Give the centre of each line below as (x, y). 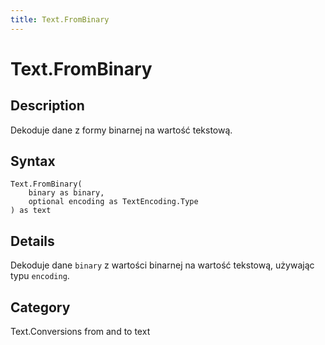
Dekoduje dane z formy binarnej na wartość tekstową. (121, 130)
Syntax (33, 161)
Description (47, 106)
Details (32, 241)
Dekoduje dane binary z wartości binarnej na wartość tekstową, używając (162, 265)
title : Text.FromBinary (60, 19)
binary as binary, (66, 193)
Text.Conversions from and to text (80, 332)
